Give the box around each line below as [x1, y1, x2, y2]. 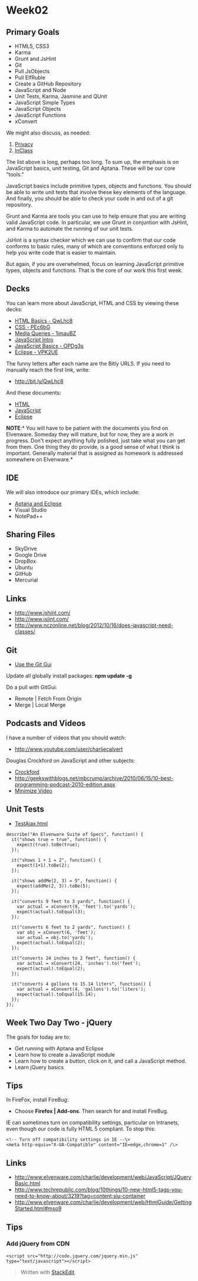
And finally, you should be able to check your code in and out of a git [6, 195, 173, 202]
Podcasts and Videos [6, 718, 86, 728]
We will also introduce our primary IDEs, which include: [6, 488, 140, 495]
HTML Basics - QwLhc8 [14, 317, 73, 324]
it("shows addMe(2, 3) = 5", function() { [11, 878, 117, 883]
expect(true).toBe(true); [16, 842, 81, 848]
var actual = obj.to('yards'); [16, 934, 94, 941]
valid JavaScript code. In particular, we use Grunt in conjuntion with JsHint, [6, 219, 189, 226]
